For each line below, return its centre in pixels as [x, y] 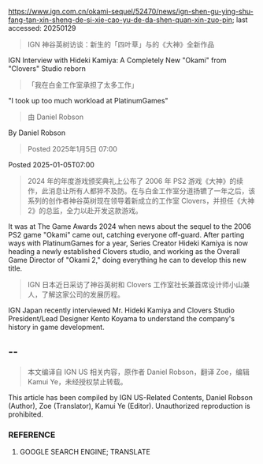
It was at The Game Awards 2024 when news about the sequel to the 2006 [130, 226]
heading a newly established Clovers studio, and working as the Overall [124, 251]
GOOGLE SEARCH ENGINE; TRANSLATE [85, 452]
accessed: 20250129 [42, 28]
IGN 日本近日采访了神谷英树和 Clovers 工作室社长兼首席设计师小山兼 [139, 284]
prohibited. [26, 414]
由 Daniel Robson [56, 117]
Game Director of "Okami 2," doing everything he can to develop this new [127, 260]
